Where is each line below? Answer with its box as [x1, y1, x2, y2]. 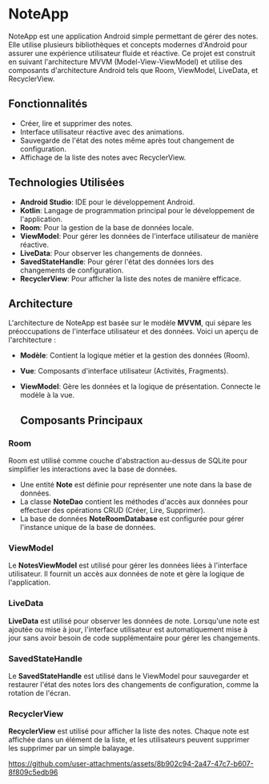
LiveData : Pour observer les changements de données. [19, 248, 203, 257]
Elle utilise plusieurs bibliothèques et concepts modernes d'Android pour [8, 39, 248, 49]
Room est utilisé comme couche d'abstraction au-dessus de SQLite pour [8, 456, 248, 466]
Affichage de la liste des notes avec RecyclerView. [19, 152, 187, 162]
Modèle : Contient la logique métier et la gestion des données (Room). [19, 350, 251, 361]
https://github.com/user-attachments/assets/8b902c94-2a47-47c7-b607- [8, 759, 254, 769]
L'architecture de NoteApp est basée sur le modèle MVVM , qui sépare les [8, 318, 252, 328]
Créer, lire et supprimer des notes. [19, 118, 134, 128]
